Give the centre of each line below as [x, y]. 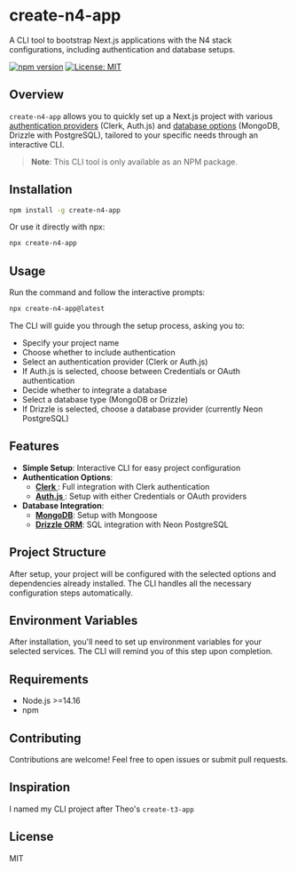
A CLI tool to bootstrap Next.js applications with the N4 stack [121, 40]
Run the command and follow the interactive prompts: [107, 292]
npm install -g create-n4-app [65, 210]
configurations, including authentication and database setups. [122, 49]
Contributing [45, 738]
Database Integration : [63, 505]
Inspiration [40, 787]
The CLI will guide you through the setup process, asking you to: [127, 326]
